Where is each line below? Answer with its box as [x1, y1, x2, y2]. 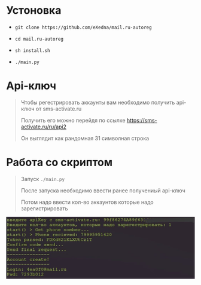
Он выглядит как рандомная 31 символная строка [20, 134, 150, 142]
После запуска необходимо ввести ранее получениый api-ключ [20, 186, 185, 194]
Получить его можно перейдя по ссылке [20, 117, 126, 124]
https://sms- [126, 117, 157, 124]
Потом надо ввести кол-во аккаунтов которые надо [20, 198, 154, 206]
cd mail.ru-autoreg [14, 36, 64, 42]
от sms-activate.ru [35, 105, 82, 112]
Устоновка [6, 4, 62, 17]
